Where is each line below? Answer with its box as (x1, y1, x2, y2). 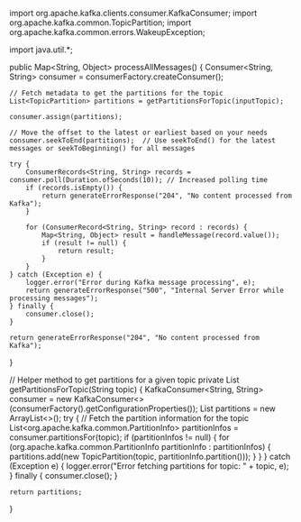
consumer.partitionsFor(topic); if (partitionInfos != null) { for (9, 432, 230, 443)
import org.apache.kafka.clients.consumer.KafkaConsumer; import (9, 8, 258, 18)
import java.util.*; (9, 44, 74, 55)
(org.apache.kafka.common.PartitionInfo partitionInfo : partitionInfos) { (9, 442, 271, 452)
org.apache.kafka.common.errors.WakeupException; (9, 27, 205, 37)
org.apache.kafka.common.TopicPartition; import (9, 17, 192, 28)
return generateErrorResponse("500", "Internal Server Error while (25, 286, 284, 295)
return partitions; (9, 488, 83, 497)
